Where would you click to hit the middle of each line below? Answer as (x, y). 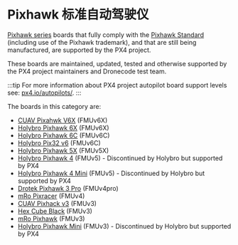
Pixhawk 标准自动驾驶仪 (78, 15)
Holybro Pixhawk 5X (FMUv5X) (63, 150)
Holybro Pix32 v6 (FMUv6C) (59, 142)
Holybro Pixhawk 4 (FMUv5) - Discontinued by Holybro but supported (120, 158)
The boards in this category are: (54, 106)
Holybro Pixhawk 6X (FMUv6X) (63, 127)
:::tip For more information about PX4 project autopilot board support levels (117, 85)
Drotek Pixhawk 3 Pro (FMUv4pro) (68, 188)
